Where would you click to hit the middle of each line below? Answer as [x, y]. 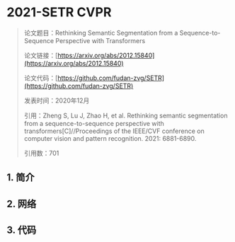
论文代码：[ [41, 78]
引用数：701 [41, 153]
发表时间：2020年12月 [57, 100]
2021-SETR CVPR [59, 12]
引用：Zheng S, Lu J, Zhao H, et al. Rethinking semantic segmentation [126, 115]
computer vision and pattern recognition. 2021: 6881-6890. [110, 138]
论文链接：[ [41, 55]
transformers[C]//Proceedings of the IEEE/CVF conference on [114, 131]
